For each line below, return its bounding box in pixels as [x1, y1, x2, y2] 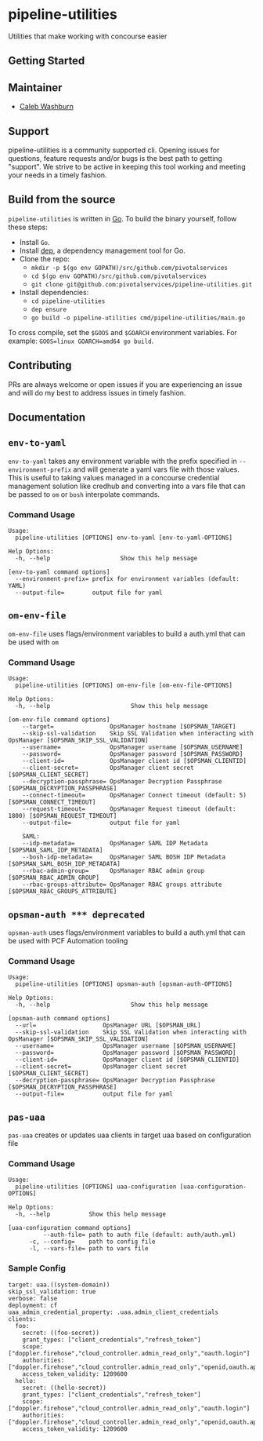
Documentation [8, 410, 86, 424]
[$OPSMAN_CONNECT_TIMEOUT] [8, 798, 96, 806]
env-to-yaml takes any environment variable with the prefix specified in [8, 456, 237, 465]
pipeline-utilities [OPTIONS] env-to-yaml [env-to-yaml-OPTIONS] [15, 534, 233, 542]
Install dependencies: [19, 287, 89, 297]
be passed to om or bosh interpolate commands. [8, 489, 160, 499]
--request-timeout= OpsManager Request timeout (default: [22, 805, 236, 813]
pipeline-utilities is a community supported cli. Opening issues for [8, 145, 220, 155]
